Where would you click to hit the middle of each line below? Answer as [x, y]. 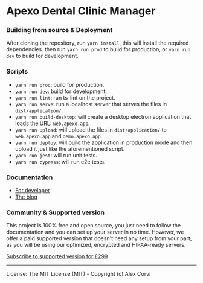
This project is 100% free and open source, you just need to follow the [94, 226]
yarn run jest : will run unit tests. [56, 155]
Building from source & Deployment [60, 30]
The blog [26, 197]
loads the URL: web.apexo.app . [52, 123]
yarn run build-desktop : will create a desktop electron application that [103, 116]
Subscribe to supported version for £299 [57, 256]
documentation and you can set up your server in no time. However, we [95, 232]
